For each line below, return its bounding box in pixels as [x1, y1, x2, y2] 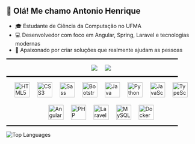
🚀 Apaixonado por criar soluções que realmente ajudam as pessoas [14, 46, 183, 53]
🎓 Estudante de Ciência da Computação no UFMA [14, 22, 141, 29]
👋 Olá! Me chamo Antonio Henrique [6, 6, 141, 16]
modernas [14, 40, 41, 47]
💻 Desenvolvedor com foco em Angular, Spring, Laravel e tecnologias [14, 31, 190, 38]
